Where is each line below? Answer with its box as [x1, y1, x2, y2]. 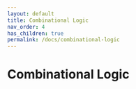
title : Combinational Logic [7, 17, 89, 24]
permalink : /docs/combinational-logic [7, 36, 120, 43]
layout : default [7, 10, 54, 18]
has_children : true [7, 29, 64, 37]
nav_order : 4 [7, 23, 45, 30]
